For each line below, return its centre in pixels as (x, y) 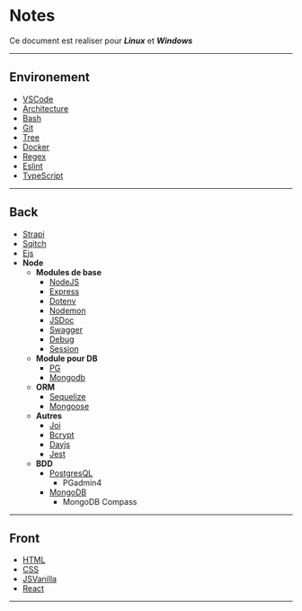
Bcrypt (62, 435)
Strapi (33, 234)
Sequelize (68, 396)
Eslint (32, 166)
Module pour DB (67, 358)
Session (64, 348)
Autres (49, 416)
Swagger (66, 329)
